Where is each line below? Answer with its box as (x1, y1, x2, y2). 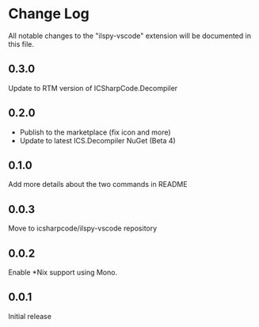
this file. (8, 39, 34, 48)
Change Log (8, 5, 90, 23)
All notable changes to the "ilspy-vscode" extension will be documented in (8, 31, 252, 40)
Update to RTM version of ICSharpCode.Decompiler (8, 83, 178, 93)
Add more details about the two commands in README (8, 180, 188, 189)
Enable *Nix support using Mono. (8, 268, 117, 277)
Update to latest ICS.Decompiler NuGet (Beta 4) (19, 135, 176, 145)
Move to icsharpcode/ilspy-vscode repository (8, 223, 158, 234)
